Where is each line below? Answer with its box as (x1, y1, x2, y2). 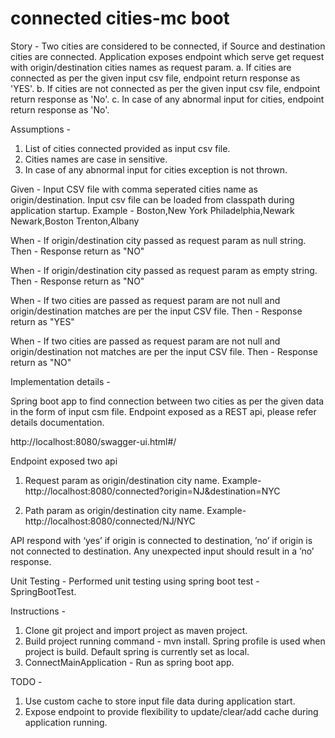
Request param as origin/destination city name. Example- (24, 474, 262, 486)
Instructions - (10, 605, 66, 617)
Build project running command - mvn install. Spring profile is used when (24, 635, 326, 647)
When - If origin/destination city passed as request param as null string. (10, 234, 307, 246)
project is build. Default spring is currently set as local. (24, 645, 250, 657)
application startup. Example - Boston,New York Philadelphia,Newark (10, 204, 295, 216)
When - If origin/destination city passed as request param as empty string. (10, 264, 318, 276)
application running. (24, 716, 108, 728)
